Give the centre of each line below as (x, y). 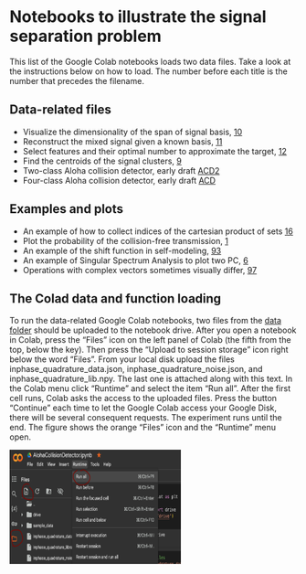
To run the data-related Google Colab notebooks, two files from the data (145, 321)
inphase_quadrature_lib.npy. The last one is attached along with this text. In (151, 379)
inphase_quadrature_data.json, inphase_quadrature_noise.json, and (136, 369)
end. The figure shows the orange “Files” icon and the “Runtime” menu (143, 428)
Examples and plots (67, 209)
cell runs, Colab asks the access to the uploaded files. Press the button (143, 399)
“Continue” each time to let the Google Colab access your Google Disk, (143, 408)
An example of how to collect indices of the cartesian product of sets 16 (158, 231)
